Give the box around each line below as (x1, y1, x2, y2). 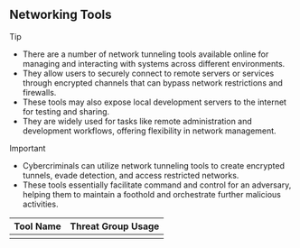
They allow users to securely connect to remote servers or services (22, 68, 275, 78)
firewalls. (22, 87, 57, 97)
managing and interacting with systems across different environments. (22, 58, 286, 69)
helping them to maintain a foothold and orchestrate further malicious (22, 188, 282, 199)
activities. (22, 198, 59, 209)
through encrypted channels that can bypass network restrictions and (22, 77, 283, 88)
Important (9, 142, 46, 153)
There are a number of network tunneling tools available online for (22, 49, 269, 60)
